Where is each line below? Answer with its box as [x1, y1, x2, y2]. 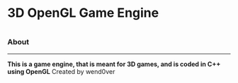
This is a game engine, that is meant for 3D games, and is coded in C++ [7, 60, 221, 68]
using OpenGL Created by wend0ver [7, 67, 115, 75]
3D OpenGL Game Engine [7, 5, 159, 21]
